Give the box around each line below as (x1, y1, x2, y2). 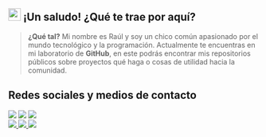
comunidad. (27, 65, 68, 75)
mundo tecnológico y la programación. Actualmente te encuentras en (27, 40, 256, 49)
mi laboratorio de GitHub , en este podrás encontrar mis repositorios (27, 49, 251, 58)
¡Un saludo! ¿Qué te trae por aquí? (22, 10, 197, 24)
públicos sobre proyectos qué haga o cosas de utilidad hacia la (27, 57, 235, 66)
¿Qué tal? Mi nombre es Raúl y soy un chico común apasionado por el (27, 31, 259, 41)
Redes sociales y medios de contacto (8, 88, 197, 102)
